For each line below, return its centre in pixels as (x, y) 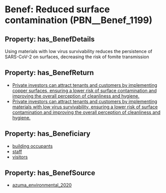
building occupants (32, 146)
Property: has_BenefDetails (50, 39)
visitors (20, 157)
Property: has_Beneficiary (48, 134)
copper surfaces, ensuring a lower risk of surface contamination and (84, 90)
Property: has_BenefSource (50, 173)
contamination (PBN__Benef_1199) (79, 20)
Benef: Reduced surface (57, 9)
